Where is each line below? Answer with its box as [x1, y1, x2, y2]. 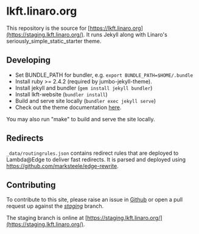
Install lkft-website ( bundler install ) [15, 90, 108, 98]
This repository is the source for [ [6, 24, 90, 32]
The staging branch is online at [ [6, 214, 88, 222]
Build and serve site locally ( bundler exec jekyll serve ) [15, 97, 156, 104]
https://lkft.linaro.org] [89, 24, 143, 32]
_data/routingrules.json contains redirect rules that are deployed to [6, 149, 179, 157]
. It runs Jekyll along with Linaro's [83, 30, 167, 38]
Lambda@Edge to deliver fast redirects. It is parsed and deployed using [6, 155, 186, 163]
